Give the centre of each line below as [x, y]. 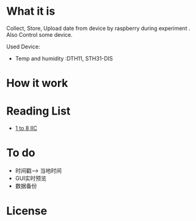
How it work [37, 83]
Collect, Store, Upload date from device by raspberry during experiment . [98, 28]
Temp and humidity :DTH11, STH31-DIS [64, 58]
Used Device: [23, 47]
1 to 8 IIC [26, 128]
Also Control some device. [40, 34]
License [27, 211]
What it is [31, 11]
